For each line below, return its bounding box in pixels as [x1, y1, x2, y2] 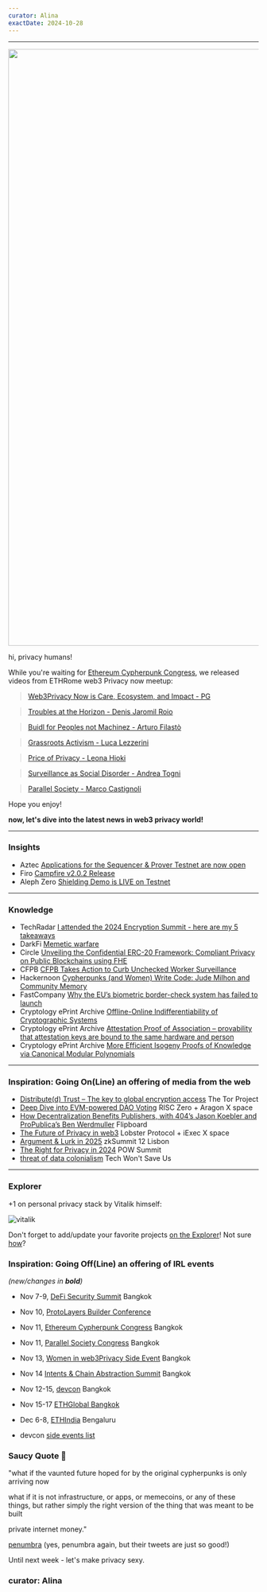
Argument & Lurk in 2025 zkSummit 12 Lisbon [19, 1137, 169, 1146]
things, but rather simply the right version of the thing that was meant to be [8, 1501, 254, 1510]
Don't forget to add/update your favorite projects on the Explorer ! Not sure [8, 1230, 252, 1240]
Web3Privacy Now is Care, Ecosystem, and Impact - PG [27, 691, 211, 701]
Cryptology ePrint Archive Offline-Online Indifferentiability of [19, 1007, 219, 1017]
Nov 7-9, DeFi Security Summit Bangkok [19, 1291, 153, 1301]
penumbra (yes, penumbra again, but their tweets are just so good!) [8, 1540, 230, 1550]
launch [19, 998, 42, 1008]
